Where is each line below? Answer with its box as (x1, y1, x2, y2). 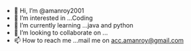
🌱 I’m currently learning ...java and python (13, 21, 134, 29)
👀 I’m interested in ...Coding (13, 14, 93, 22)
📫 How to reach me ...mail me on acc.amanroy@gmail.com (13, 37, 184, 44)
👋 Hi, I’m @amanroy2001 (13, 7, 85, 14)
